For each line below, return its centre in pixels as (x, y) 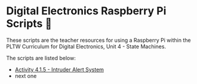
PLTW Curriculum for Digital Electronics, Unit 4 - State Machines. (86, 46)
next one (26, 76)
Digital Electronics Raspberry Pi (86, 11)
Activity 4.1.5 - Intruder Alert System (59, 69)
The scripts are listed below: (41, 58)
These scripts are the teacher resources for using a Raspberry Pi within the (98, 40)
